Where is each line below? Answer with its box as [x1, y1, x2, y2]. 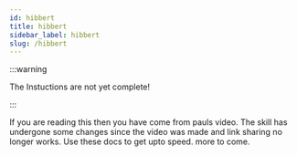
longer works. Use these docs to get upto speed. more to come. [9, 136, 250, 147]
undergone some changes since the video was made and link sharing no [9, 127, 283, 138]
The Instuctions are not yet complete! [9, 81, 151, 92]
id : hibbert [9, 13, 55, 23]
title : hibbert [9, 22, 68, 31]
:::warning [9, 64, 48, 75]
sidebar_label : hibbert [9, 30, 101, 39]
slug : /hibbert [9, 38, 68, 48]
